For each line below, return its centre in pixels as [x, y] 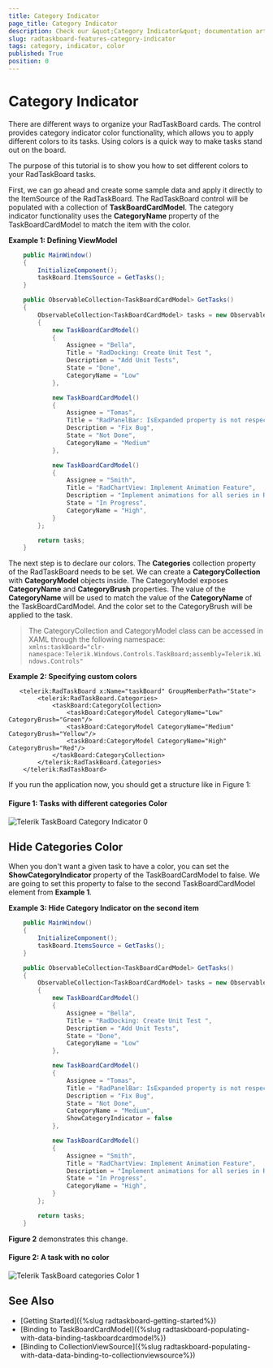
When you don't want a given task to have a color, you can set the [119, 867]
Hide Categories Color [66, 847]
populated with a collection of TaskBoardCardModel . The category [121, 207]
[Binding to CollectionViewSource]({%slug [91, 1346]
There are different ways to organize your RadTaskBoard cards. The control [135, 123]
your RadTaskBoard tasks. [52, 174]
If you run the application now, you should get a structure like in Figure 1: [130, 785]
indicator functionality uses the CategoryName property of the [114, 215]
